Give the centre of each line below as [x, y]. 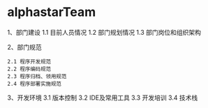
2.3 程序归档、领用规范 [37, 76]
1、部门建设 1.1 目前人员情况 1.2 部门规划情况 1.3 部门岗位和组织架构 [104, 32]
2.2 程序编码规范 [29, 69]
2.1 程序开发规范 [29, 61]
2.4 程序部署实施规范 [34, 84]
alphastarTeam [52, 12]
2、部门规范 [24, 47]
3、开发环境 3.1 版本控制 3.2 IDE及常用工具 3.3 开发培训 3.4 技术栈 [103, 98]
